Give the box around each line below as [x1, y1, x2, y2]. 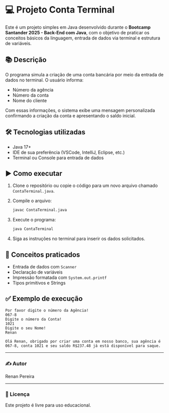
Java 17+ [12, 144, 31, 150]
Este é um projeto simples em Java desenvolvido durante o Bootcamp [5, 24, 151, 30]
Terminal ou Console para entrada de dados [12, 155, 104, 161]
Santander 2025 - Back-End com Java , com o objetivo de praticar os [5, 29, 150, 35]
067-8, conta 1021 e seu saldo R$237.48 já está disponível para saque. [5, 343, 161, 348]
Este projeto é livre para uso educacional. [5, 402, 92, 408]
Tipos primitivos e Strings [12, 280, 66, 286]
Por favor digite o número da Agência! [5, 308, 89, 313]
